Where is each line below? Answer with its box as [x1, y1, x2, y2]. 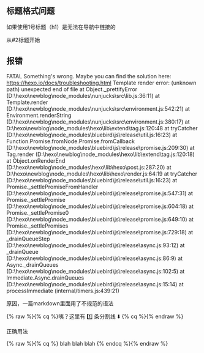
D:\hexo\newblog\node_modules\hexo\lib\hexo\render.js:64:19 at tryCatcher [6, 170, 198, 177]
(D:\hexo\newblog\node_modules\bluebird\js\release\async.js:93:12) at [6, 241, 185, 249]
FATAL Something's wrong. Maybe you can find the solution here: [6, 72, 172, 80]
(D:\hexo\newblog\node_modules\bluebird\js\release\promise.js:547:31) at [6, 189, 193, 197]
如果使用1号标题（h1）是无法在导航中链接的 [6, 23, 116, 31]
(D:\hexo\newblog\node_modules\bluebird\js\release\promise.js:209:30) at [6, 144, 195, 151]
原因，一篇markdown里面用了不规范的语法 [6, 299, 114, 307]
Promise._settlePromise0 [6, 209, 69, 216]
